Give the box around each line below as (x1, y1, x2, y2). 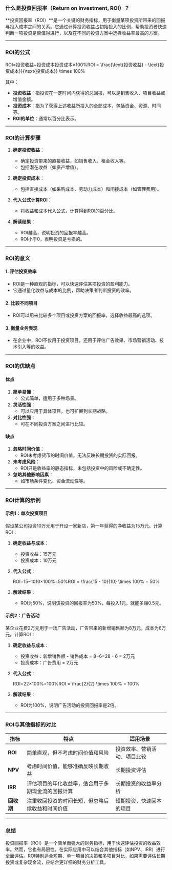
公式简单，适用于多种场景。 (20, 395, 79, 401)
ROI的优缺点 (5, 362, 36, 370)
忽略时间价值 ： (12, 446, 45, 452)
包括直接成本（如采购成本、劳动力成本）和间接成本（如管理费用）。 (20, 186, 162, 192)
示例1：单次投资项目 (5, 510, 48, 516)
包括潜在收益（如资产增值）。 (20, 164, 81, 170)
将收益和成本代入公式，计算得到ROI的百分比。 (20, 208, 118, 214)
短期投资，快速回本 (115, 797, 162, 804)
